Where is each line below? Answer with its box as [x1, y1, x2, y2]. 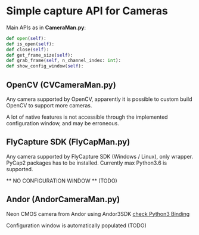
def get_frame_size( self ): [6, 52, 73, 58]
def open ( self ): [6, 35, 46, 41]
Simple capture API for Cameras [6, 4, 168, 18]
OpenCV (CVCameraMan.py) [6, 79, 116, 90]
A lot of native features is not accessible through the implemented [6, 113, 168, 120]
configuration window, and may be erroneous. [6, 120, 119, 126]
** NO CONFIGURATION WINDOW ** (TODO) [6, 177, 117, 184]
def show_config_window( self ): [6, 63, 84, 69]
